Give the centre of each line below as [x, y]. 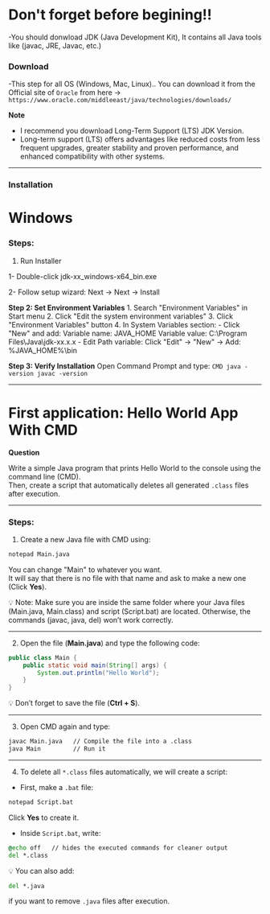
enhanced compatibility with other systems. [92, 156]
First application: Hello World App [123, 413]
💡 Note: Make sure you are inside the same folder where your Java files [127, 602]
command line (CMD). [45, 476]
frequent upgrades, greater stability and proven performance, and [129, 148]
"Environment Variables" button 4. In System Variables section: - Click [124, 324]
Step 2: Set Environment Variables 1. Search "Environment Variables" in [128, 307]
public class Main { [43, 657]
